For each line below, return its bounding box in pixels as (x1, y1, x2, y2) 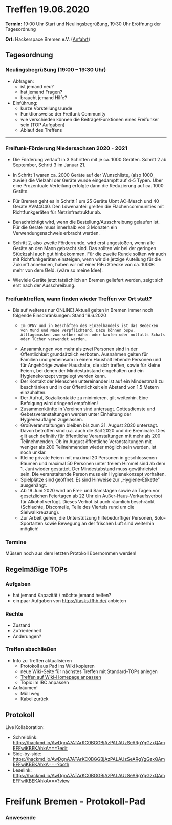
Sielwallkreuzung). (20, 509, 60, 515)
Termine (5, 539, 27, 546)
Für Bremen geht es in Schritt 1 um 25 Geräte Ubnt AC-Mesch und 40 (12, 198, 160, 204)
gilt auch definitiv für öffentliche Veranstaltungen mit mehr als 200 (20, 433, 161, 439)
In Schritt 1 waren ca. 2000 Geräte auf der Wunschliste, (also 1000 (12, 171, 153, 178)
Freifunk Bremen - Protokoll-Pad (5, 796, 146, 807)
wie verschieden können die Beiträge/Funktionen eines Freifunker (20, 116, 160, 122)
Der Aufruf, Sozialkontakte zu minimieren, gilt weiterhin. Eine (20, 395, 148, 401)
